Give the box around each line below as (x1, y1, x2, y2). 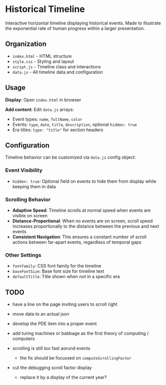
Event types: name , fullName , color (12, 116, 83, 122)
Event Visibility (5, 167, 43, 174)
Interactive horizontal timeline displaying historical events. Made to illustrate (5, 20, 161, 26)
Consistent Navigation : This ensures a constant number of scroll (12, 234, 147, 240)
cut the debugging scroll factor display (12, 365, 92, 371)
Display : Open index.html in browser (5, 96, 81, 103)
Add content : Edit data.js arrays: (5, 106, 74, 112)
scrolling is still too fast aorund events (12, 346, 91, 352)
